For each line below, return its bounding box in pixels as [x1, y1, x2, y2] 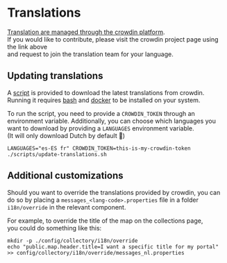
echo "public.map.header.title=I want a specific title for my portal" [7, 243, 219, 251]
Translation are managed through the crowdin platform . [7, 28, 165, 36]
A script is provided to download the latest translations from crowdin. [7, 88, 205, 96]
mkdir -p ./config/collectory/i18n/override [7, 237, 138, 244]
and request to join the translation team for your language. [7, 50, 174, 58]
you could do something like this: [7, 223, 102, 232]
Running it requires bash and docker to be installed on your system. [7, 96, 201, 104]
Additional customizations [7, 170, 124, 182]
